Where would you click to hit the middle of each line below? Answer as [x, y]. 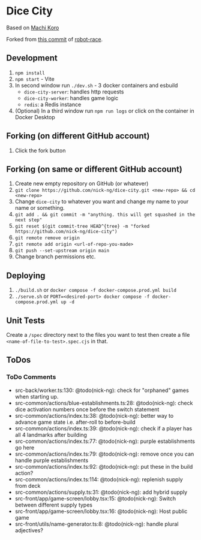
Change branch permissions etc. [55, 257]
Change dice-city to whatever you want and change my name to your [102, 201]
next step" [28, 220]
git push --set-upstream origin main [62, 251]
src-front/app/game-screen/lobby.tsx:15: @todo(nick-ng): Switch [95, 498]
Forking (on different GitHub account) [78, 136]
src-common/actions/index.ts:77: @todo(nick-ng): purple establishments [105, 441]
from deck [28, 485]
